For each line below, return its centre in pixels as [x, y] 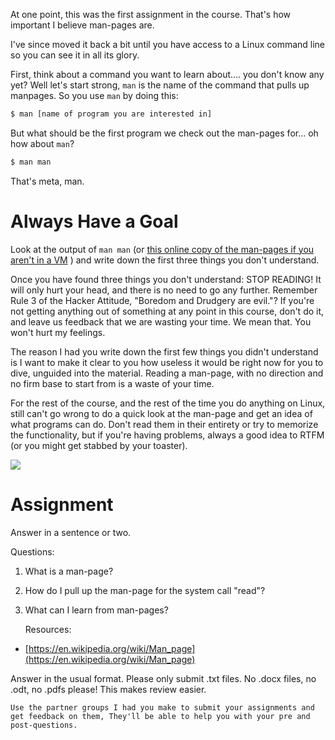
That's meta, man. [47, 181]
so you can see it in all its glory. [75, 55]
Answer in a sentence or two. [71, 532]
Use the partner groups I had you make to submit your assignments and [162, 707]
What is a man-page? [69, 571]
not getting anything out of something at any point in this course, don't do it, [167, 311]
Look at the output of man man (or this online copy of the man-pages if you [162, 249]
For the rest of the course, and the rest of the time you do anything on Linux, [168, 403]
